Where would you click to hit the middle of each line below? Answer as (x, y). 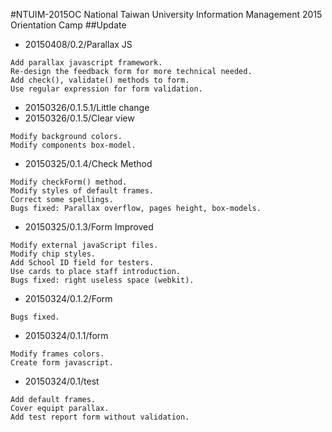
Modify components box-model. (73, 145)
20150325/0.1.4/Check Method (88, 163)
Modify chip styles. (53, 254)
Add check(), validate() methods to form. (100, 80)
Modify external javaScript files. (84, 245)
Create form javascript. (62, 363)
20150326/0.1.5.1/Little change (87, 107)
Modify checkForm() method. (69, 182)
